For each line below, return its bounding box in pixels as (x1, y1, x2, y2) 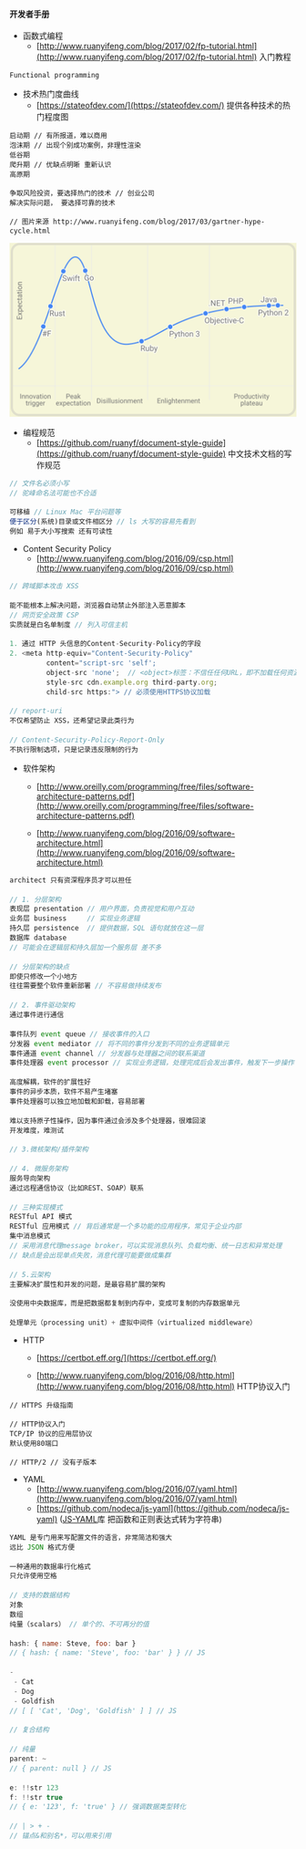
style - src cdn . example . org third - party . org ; (46, 678, 219, 687)
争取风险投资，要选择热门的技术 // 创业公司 (9, 189, 155, 198)
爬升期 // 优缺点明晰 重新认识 (9, 161, 112, 170)
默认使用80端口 (9, 1439, 59, 1448)
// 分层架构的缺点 (9, 962, 70, 971)
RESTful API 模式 (9, 1212, 73, 1221)
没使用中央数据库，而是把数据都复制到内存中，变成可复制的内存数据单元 (9, 1299, 240, 1308)
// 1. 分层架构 (9, 895, 62, 904)
